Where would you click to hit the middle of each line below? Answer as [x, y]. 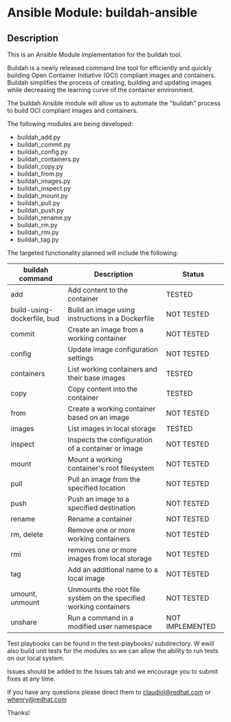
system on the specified [107, 598]
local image [86, 578]
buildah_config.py [42, 152]
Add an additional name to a [113, 570]
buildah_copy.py [40, 166]
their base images [97, 378]
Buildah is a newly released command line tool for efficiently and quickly [109, 68]
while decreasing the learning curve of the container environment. [101, 90]
